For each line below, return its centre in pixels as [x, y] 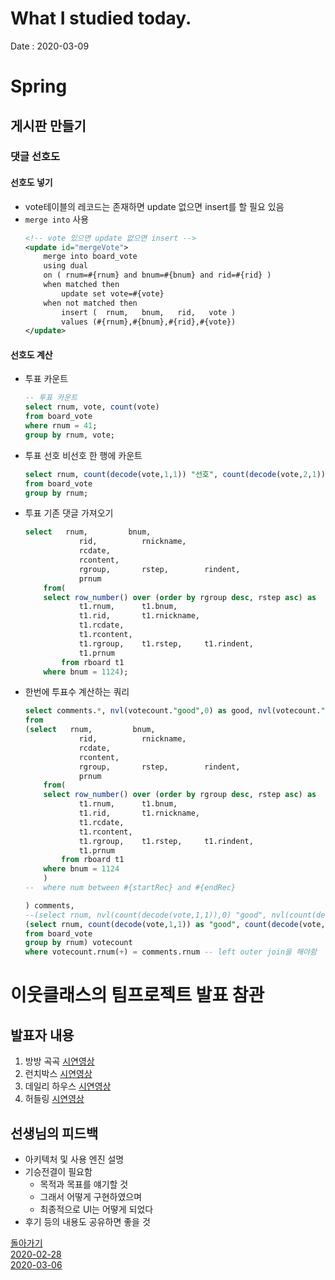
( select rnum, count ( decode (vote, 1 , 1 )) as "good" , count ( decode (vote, [175, 924]
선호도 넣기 [31, 183]
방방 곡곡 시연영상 [59, 1061]
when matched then [81, 285]
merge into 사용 [57, 219]
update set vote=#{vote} [113, 293]
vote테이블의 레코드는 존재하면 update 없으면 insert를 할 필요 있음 [154, 206]
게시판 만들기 [48, 125]
